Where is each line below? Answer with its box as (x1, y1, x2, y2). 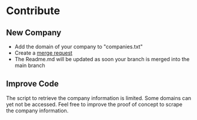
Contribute (6, 4, 61, 18)
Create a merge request (14, 49, 72, 56)
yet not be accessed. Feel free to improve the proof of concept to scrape (6, 101, 183, 108)
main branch (14, 62, 45, 69)
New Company (6, 28, 62, 38)
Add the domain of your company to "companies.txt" (14, 43, 143, 50)
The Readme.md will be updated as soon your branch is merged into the (14, 56, 190, 62)
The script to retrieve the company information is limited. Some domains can (6, 94, 192, 101)
